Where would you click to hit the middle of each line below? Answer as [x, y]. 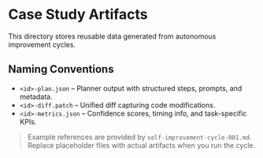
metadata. [36, 97]
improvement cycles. [42, 44]
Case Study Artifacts [78, 15]
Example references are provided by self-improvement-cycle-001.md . [139, 137]
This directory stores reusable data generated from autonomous [112, 36]
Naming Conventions [61, 70]
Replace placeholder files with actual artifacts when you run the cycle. [141, 145]
